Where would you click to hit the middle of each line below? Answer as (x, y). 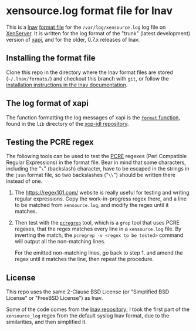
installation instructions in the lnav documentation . (67, 85)
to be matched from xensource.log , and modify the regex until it (92, 205)
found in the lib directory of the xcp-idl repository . (67, 123)
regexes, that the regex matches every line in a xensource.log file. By (98, 229)
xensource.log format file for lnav (89, 11)
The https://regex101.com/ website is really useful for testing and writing (102, 193)
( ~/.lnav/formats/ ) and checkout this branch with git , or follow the (87, 78)
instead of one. (24, 181)
